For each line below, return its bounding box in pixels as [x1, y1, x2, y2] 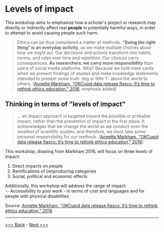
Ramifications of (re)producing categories [12, 168, 97, 174]
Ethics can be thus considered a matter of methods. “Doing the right [17, 39, 156, 45]
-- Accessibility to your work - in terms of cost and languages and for [5, 188, 145, 193]
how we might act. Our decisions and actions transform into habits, [17, 50, 152, 56]
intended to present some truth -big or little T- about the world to [17, 76, 148, 81]
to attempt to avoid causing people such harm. [5, 30, 99, 36]
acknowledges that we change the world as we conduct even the [17, 123, 148, 129]
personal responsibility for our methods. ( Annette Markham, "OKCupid [17, 134, 159, 139]
